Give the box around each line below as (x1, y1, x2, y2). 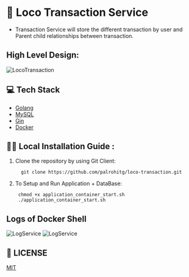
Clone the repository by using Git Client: (15, 157, 116, 164)
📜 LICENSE (6, 248, 48, 258)
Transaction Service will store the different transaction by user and (15, 26, 183, 33)
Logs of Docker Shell (6, 213, 87, 224)
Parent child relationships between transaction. (15, 32, 134, 39)
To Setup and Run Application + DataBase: (15, 180, 123, 187)
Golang (15, 104, 34, 111)
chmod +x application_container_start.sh (18, 192, 125, 198)
